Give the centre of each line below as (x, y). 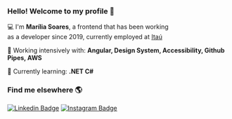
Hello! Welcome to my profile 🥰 (61, 11)
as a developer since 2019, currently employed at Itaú (85, 37)
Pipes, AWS (25, 58)
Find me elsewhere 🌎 (45, 90)
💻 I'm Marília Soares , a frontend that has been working (88, 27)
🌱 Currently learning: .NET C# (50, 71)
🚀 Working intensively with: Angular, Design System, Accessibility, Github (116, 50)
